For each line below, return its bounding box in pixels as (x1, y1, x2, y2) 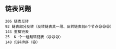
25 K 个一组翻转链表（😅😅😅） (5, 34, 63, 39)
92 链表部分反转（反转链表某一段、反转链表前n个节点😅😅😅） (5, 24, 114, 29)
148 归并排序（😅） (5, 40, 40, 45)
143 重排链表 (5, 29, 29, 34)
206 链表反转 (5, 19, 29, 24)
